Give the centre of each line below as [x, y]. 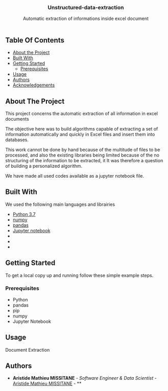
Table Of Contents [35, 40]
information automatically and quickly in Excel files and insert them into [80, 134]
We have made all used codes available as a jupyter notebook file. [75, 176]
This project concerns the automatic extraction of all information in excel [82, 113]
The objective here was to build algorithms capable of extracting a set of [82, 128]
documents [17, 119]
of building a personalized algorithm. [44, 166]
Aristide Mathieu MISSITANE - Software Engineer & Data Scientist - [85, 378]
